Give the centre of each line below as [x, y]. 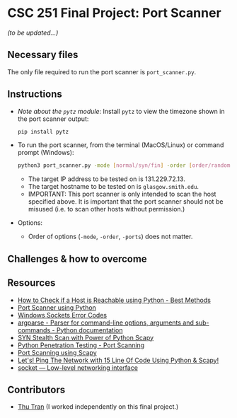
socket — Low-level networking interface [77, 367]
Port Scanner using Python [57, 307]
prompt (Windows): [46, 153]
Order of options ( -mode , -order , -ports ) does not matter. [110, 237]
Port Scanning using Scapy [57, 352]
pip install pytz [43, 132]
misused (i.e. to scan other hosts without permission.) [106, 209]
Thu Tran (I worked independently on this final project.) [98, 407]
